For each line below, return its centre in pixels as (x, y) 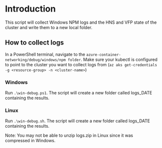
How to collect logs (35, 43)
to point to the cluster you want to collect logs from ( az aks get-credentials (81, 64)
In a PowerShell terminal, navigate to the (45, 54)
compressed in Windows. (30, 141)
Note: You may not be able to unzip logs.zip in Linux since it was (69, 135)
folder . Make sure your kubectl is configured (112, 59)
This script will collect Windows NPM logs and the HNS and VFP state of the (81, 22)
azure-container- (104, 55)
